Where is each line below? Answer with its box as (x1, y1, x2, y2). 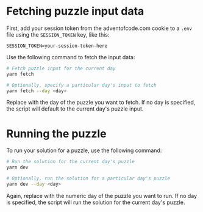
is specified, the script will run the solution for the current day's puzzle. (6, 199, 185, 206)
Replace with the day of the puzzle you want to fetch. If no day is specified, (6, 99, 196, 106)
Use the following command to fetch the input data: (6, 53, 135, 60)
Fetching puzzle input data (6, 4, 144, 18)
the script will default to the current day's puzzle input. (6, 105, 144, 112)
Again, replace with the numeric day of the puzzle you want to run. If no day (6, 192, 197, 199)
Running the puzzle (6, 126, 107, 141)
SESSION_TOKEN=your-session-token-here (6, 43, 108, 49)
